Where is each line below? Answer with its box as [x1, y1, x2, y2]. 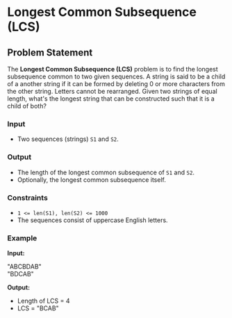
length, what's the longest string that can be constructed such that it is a [7, 94, 215, 103]
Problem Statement [7, 47, 93, 58]
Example [7, 233, 38, 243]
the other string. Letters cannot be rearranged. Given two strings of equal [7, 87, 217, 95]
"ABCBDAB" [7, 262, 42, 271]
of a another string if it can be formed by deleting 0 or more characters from [7, 80, 226, 87]
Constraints [7, 192, 49, 202]
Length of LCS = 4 [17, 296, 70, 306]
